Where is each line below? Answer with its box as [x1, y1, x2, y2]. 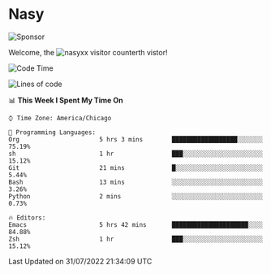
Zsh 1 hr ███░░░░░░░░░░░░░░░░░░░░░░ [8, 235, 264, 243]
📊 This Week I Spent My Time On [8, 95, 123, 105]
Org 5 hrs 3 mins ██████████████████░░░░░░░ [8, 135, 264, 143]
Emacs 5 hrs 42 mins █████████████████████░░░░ [8, 220, 264, 228]
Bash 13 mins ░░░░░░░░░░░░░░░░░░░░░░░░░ [8, 178, 264, 186]
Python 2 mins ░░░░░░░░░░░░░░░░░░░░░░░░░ [8, 192, 264, 200]
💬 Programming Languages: [8, 128, 96, 137]
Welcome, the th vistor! [8, 47, 168, 57]
